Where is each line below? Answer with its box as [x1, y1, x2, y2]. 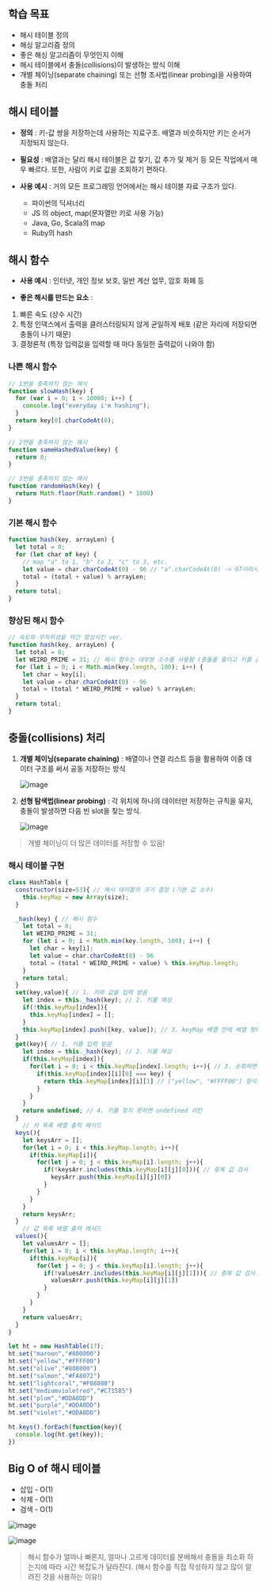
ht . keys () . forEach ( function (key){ [8, 1423, 123, 1431]
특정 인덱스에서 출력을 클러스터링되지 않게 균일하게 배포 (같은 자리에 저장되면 [19, 320, 257, 329]
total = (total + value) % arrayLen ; [22, 572, 147, 581]
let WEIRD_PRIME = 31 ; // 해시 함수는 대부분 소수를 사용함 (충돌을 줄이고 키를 [15, 656, 252, 664]
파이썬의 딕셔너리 [31, 198, 85, 208]
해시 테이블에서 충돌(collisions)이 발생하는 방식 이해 [19, 60, 180, 69]
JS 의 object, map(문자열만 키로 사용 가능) [31, 208, 164, 217]
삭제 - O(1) [19, 1495, 54, 1504]
